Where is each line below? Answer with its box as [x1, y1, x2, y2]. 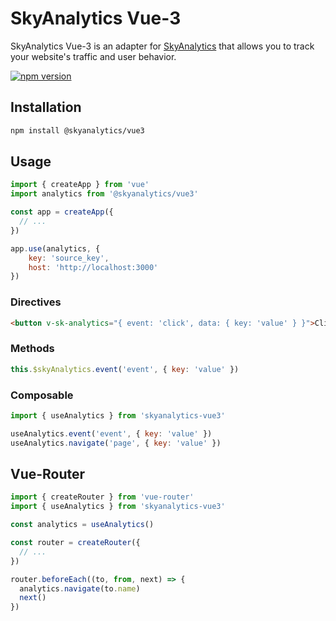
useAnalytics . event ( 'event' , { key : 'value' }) [10, 428, 213, 439]
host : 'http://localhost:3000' [28, 262, 159, 272]
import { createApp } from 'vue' [10, 180, 150, 190]
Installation [10, 99, 82, 116]
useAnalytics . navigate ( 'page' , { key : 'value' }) [10, 438, 222, 448]
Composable [10, 388, 74, 402]
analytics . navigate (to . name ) [19, 583, 141, 594]
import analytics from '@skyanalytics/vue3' [10, 189, 199, 199]
